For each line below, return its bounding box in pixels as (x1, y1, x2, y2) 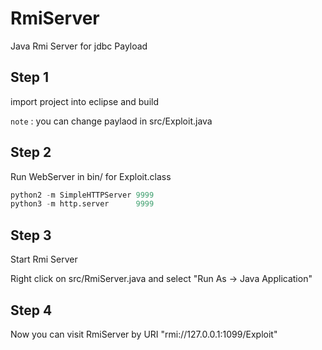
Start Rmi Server (10, 253, 78, 266)
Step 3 (10, 227, 52, 244)
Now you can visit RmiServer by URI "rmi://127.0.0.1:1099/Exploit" (10, 328, 278, 340)
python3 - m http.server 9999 (10, 199, 155, 209)
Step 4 (10, 302, 53, 319)
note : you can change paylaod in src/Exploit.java (10, 115, 213, 127)
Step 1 (10, 69, 50, 86)
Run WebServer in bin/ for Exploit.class (10, 170, 172, 182)
